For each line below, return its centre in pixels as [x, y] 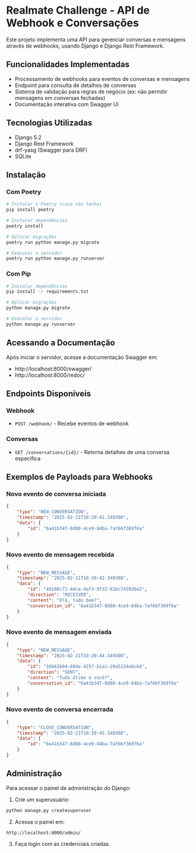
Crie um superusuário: [42, 799]
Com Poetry [24, 192]
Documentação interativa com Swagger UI [67, 104]
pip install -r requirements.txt [48, 292]
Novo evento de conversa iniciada [56, 493]
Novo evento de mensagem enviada [59, 632]
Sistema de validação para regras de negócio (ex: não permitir [91, 91]
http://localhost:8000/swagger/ [53, 368]
